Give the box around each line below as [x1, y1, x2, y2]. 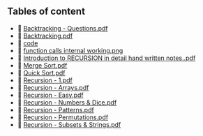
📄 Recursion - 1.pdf [17, 76, 73, 84]
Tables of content [7, 6, 86, 17]
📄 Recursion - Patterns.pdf [17, 105, 94, 114]
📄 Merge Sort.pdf [17, 61, 68, 69]
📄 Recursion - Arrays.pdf [17, 83, 89, 91]
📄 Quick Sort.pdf [17, 68, 66, 77]
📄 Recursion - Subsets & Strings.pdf [17, 120, 121, 128]
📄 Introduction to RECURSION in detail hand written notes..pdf [17, 54, 196, 62]
